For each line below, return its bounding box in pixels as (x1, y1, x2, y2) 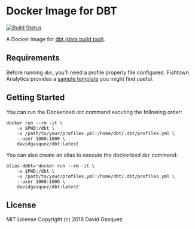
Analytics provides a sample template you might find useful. (6, 75, 154, 82)
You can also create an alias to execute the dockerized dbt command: (6, 151, 178, 158)
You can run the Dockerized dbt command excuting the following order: (6, 108, 182, 115)
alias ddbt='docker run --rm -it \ (6, 163, 95, 169)
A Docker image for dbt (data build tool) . (6, 35, 106, 42)
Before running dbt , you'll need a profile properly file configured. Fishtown (6, 69, 190, 76)
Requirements (6, 53, 60, 63)
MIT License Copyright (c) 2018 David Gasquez (6, 216, 123, 223)
